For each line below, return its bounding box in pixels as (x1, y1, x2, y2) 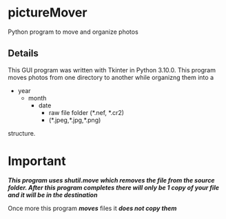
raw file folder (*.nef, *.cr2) (48, 108, 125, 116)
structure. (8, 129, 36, 137)
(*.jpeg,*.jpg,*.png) (48, 116, 101, 124)
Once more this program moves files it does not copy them (8, 204, 177, 212)
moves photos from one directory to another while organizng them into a (8, 73, 214, 81)
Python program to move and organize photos (8, 28, 138, 36)
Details (8, 48, 39, 59)
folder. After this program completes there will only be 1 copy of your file (8, 183, 220, 191)
